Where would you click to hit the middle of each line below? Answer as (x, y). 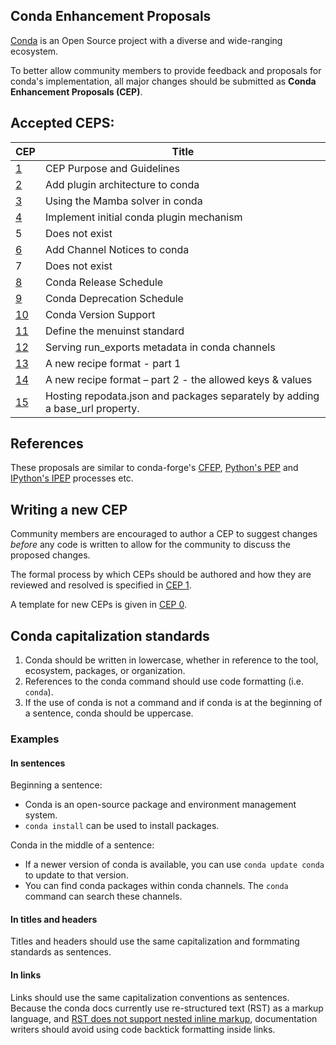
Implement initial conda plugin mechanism (143, 217)
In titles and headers (54, 919)
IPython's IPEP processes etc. (72, 478)
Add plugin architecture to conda (122, 184)
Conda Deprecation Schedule (114, 298)
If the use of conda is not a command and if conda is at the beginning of (173, 703)
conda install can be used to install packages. (122, 826)
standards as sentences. (61, 952)
